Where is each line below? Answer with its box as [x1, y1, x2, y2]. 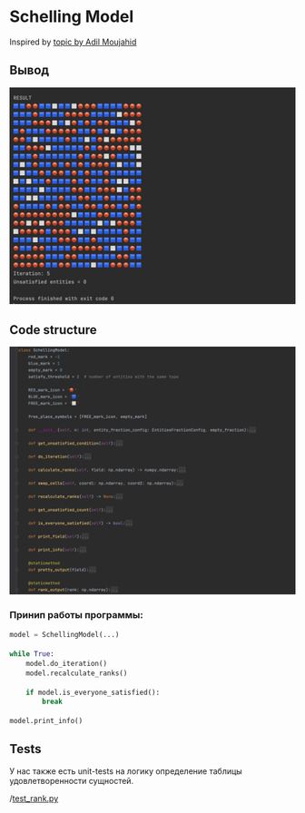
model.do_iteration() [25, 659, 107, 668]
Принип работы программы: [9, 608, 143, 621]
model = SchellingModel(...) [9, 631, 120, 640]
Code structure [9, 322, 97, 338]
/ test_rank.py [9, 792, 59, 804]
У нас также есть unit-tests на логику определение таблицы [9, 765, 242, 777]
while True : [9, 650, 54, 659]
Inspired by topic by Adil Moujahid [9, 36, 137, 47]
